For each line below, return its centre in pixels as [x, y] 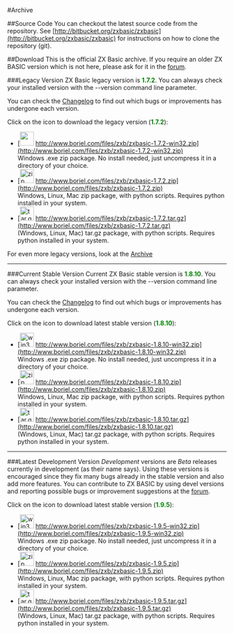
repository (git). [30, 46]
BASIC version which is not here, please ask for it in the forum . [97, 67]
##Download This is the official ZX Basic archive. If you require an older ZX [115, 59]
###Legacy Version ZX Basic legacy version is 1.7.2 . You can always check [115, 80]
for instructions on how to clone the [169, 38]
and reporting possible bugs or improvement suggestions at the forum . [109, 491]
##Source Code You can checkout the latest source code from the [102, 23]
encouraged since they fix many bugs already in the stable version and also [116, 476]
